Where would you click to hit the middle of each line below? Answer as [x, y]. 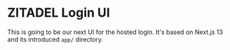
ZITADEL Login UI [59, 13]
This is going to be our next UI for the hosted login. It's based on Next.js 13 [115, 32]
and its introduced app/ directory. [55, 39]
